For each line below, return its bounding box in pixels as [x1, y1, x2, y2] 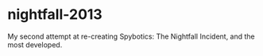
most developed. [7, 39, 63, 49]
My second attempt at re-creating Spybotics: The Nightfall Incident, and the [7, 32, 255, 41]
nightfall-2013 [7, 6, 102, 24]
